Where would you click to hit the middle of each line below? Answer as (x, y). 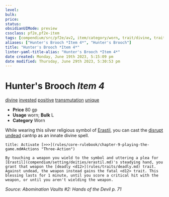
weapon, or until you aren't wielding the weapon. (59, 180)
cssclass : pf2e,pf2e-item (32, 33)
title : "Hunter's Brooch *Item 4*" (43, 47)
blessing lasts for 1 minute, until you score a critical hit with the (82, 176)
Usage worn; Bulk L (33, 115)
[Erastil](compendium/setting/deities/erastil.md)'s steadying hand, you (84, 162)
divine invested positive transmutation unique (52, 100)
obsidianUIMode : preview (31, 29)
